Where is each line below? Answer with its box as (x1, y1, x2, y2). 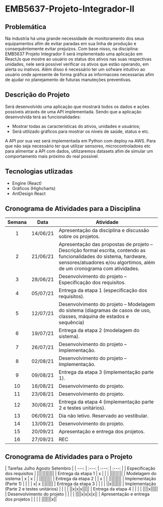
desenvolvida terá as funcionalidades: (5, 114, 81, 120)
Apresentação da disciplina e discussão (58, 227, 149, 234)
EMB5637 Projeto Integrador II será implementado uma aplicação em (5, 51, 143, 57)
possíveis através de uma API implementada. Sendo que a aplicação (5, 109, 142, 114)
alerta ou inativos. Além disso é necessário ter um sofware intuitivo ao (5, 66, 146, 72)
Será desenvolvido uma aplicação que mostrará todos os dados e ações (5, 103, 149, 110)
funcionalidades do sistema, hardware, (58, 253, 147, 260)
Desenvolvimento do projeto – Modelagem (58, 301, 155, 308)
